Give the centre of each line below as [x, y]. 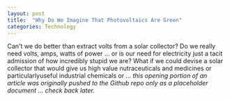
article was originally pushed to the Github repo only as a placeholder [108, 83]
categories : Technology [42, 26]
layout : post [26, 14]
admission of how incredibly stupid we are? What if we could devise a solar [115, 61]
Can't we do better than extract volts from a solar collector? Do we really [112, 47]
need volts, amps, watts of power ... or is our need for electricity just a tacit [115, 53]
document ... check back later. [51, 90]
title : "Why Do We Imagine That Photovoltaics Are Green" [95, 20]
